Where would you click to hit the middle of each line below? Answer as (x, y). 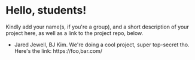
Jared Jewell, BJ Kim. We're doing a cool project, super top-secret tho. (102, 45)
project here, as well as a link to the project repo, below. (74, 33)
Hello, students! (46, 10)
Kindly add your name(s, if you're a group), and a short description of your (97, 27)
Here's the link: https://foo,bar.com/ (58, 50)
